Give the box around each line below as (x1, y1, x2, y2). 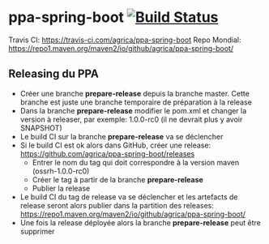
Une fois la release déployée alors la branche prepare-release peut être (19, 217, 261, 227)
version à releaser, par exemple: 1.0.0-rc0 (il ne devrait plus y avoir (19, 114, 243, 124)
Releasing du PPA (8, 67, 99, 81)
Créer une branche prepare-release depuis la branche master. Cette (19, 88, 250, 98)
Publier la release (32, 183, 91, 193)
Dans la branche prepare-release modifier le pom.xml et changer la (19, 105, 247, 115)
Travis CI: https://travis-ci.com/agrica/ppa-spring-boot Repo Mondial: (8, 35, 241, 45)
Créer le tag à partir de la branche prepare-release (32, 174, 204, 184)
